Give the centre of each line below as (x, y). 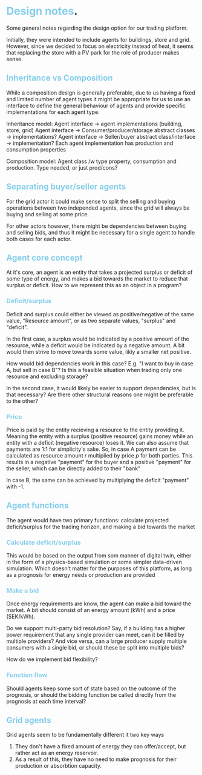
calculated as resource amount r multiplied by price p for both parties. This (99, 455)
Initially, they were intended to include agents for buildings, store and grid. (99, 39)
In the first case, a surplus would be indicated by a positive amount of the (98, 339)
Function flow (27, 675)
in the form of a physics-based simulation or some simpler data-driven (94, 562)
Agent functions (37, 506)
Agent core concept (44, 258)
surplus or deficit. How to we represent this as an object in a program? (94, 285)
